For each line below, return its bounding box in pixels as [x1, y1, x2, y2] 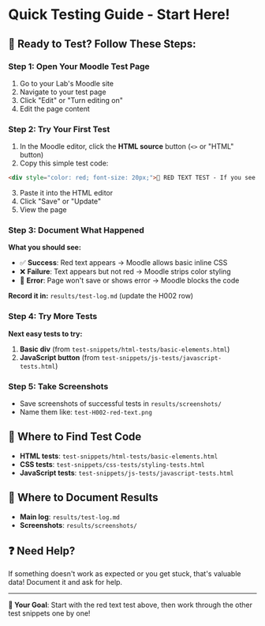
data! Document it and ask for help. [8, 578, 123, 587]
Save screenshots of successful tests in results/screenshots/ [19, 398, 222, 408]
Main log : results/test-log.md [19, 512, 121, 522]
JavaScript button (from [19, 352, 100, 362]
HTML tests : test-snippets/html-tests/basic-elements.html [19, 451, 218, 461]
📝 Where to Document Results [8, 491, 159, 504]
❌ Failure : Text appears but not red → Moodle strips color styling [19, 267, 231, 276]
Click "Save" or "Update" [19, 196, 102, 207]
